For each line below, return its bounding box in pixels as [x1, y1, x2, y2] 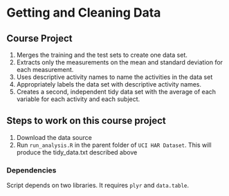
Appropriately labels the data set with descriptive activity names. [16, 80, 202, 88]
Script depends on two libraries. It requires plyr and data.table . [6, 181, 190, 190]
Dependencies [6, 165, 57, 175]
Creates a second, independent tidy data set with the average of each [16, 88, 216, 96]
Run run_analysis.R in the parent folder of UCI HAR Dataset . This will [16, 141, 212, 149]
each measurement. [16, 66, 74, 73]
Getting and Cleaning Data [6, 5, 161, 21]
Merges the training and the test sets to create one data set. [16, 51, 187, 59]
